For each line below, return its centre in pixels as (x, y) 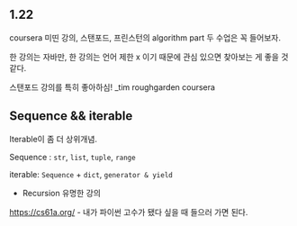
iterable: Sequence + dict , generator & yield (91, 174)
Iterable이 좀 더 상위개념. (53, 139)
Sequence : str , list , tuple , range (73, 157)
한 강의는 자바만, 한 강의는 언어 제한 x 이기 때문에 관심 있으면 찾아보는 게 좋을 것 (149, 57)
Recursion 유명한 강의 (62, 193)
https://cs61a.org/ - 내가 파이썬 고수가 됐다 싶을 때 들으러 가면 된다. (129, 212)
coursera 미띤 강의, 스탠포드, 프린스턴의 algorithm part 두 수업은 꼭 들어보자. (145, 37)
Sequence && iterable (71, 116)
